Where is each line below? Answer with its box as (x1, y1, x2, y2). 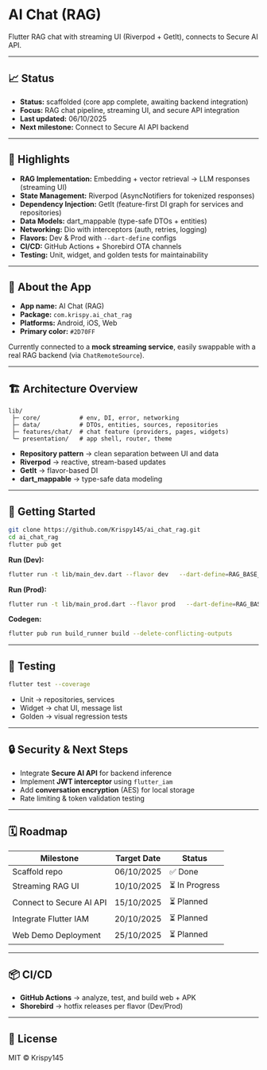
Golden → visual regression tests (19, 711, 128, 721)
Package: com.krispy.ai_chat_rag (19, 310, 133, 320)
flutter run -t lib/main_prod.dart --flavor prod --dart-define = (8, 600, 237, 608)
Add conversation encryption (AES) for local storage (19, 785, 195, 794)
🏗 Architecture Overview (8, 382, 138, 395)
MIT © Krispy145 (8, 1053, 64, 1063)
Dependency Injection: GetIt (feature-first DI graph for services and (19, 199, 244, 208)
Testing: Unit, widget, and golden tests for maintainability (19, 250, 209, 259)
